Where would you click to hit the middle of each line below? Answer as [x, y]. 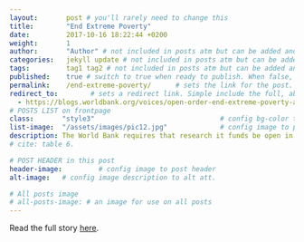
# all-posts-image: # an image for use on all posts [111, 202]
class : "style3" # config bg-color [149, 119]
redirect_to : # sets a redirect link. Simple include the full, [147, 93]
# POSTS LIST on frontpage [60, 111]
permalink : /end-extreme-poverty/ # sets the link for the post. [152, 85]
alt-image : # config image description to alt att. [113, 178]
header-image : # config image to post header [113, 169]
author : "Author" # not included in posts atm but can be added [145, 52]
